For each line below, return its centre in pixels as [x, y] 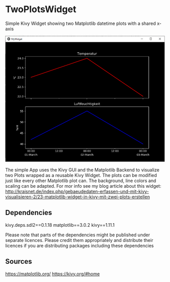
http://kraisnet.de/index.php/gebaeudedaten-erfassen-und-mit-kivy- [77, 192]
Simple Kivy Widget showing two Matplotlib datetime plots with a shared [80, 23]
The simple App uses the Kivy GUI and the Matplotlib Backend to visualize [82, 170]
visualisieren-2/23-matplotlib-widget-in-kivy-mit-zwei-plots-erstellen [78, 197]
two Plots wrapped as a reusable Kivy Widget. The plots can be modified [81, 175]
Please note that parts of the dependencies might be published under [78, 235]
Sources [19, 261]
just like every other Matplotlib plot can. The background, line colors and [81, 181]
